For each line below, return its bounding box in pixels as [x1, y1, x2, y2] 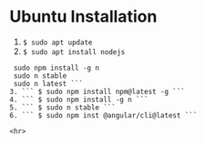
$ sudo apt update [22, 38, 93, 47]
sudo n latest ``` [13, 79, 84, 88]
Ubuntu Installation [9, 6, 158, 27]
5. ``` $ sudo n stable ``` [9, 102, 117, 112]
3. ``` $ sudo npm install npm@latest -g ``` [9, 87, 185, 96]
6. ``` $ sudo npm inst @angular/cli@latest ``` [9, 110, 198, 119]
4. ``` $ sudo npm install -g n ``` [9, 95, 149, 104]
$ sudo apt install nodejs [22, 47, 126, 56]
